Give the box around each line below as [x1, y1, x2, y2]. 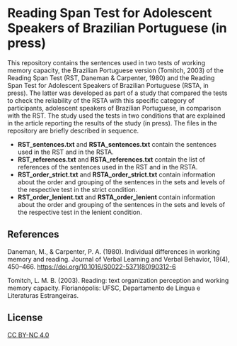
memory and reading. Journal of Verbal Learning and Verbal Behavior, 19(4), [7, 255, 230, 263]
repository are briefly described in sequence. [7, 126, 139, 135]
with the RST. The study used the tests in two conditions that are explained [7, 111, 226, 120]
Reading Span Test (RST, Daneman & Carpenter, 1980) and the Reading [7, 73, 215, 82]
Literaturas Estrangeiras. [7, 291, 79, 299]
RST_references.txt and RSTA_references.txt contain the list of [17, 155, 206, 164]
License [7, 312, 43, 324]
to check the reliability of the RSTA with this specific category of [7, 96, 195, 104]
